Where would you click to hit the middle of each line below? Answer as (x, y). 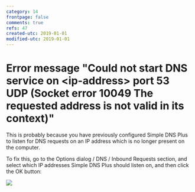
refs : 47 (17, 28)
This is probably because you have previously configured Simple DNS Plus (97, 135)
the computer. (23, 147)
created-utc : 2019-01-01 (37, 34)
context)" (30, 118)
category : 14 (22, 12)
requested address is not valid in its (95, 106)
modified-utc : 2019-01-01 (38, 39)
